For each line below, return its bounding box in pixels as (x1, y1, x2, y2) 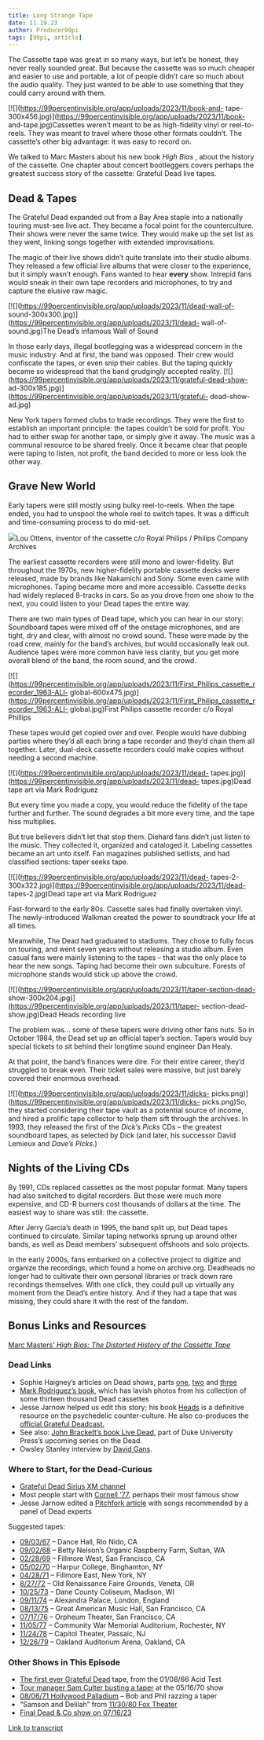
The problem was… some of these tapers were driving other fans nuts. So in (8, 1024, 255, 1034)
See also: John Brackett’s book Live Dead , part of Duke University (19, 1427, 233, 1437)
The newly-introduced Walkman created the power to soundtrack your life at (8, 912, 256, 921)
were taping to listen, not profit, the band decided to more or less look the (8, 449, 247, 458)
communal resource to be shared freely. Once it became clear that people (8, 441, 247, 450)
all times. (8, 921, 38, 930)
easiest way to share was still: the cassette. (8, 1207, 149, 1217)
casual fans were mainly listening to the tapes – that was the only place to (8, 952, 247, 962)
